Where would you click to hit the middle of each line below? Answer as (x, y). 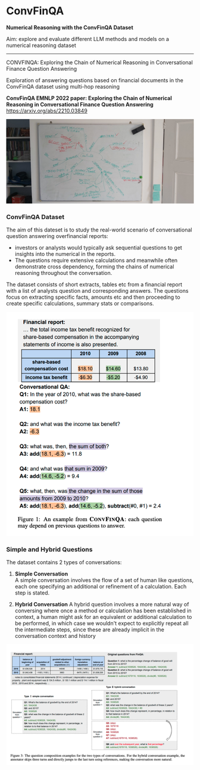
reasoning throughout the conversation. (63, 273)
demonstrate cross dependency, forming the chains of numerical (94, 267)
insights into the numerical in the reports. (65, 254)
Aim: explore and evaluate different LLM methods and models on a (88, 39)
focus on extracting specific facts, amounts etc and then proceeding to (93, 297)
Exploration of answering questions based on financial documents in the (95, 80)
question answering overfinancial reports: (57, 236)
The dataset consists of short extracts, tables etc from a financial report (94, 284)
